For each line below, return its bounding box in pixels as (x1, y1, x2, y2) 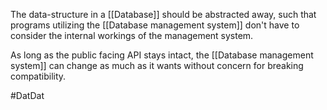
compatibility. (10, 70, 67, 82)
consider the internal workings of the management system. (10, 30, 254, 41)
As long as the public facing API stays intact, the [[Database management (10, 49, 314, 61)
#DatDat (10, 90, 45, 101)
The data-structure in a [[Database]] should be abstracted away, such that (10, 9, 317, 20)
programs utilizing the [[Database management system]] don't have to (10, 19, 300, 31)
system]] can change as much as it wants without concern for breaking (10, 60, 304, 71)
